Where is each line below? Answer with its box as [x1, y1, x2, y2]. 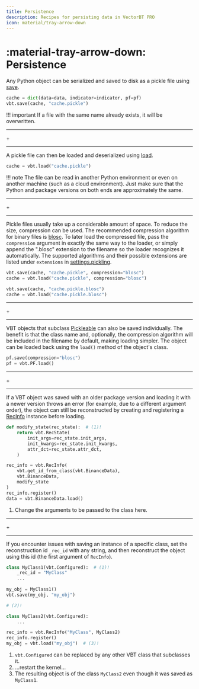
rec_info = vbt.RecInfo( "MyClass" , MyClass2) [6, 629, 120, 636]
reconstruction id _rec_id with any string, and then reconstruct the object [6, 546, 185, 554]
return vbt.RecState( [17, 430, 70, 436]
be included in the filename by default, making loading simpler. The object [6, 337, 187, 344]
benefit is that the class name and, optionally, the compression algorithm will [6, 331, 193, 338]
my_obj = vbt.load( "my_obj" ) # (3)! [6, 640, 99, 646]
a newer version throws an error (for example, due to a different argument [6, 400, 187, 408]
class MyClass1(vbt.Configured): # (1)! [6, 564, 110, 571]
